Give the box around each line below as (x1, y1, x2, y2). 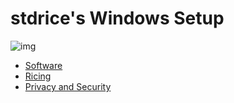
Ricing (24, 70, 52, 82)
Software (24, 59, 63, 71)
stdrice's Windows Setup (10, 7, 225, 30)
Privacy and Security (24, 80, 112, 92)
